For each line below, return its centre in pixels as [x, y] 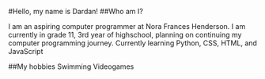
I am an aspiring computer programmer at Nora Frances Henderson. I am [127, 26]
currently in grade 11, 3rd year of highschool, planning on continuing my [125, 35]
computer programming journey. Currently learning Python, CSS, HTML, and [132, 43]
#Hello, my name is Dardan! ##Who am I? [76, 11]
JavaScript [26, 51]
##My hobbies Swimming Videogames [71, 66]
